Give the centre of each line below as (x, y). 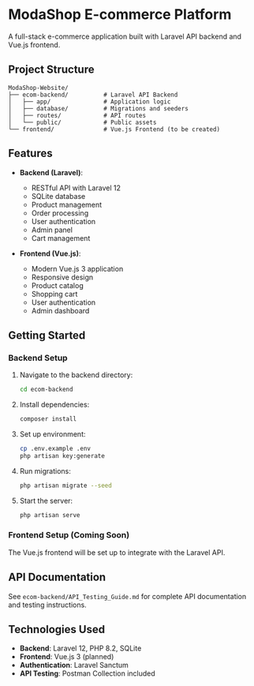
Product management (67, 204)
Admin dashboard (60, 310)
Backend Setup (38, 358)
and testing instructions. (47, 605)
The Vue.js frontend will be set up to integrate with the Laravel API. (117, 552)
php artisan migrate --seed (65, 485)
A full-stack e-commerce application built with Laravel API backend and (125, 36)
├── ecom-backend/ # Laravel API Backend (93, 95)
